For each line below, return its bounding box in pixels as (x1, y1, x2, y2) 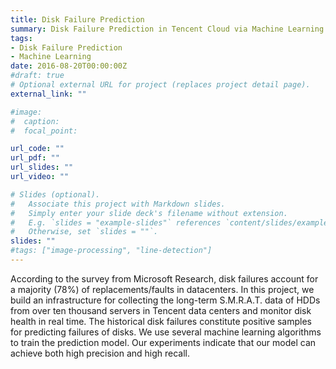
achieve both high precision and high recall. (10, 347, 191, 359)
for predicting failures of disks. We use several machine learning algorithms (10, 326, 322, 338)
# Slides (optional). (10, 189, 101, 200)
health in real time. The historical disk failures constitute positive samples (10, 315, 313, 327)
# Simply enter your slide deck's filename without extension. (10, 208, 288, 218)
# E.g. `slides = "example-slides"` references (10, 217, 222, 228)
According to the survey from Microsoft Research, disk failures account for (10, 272, 319, 285)
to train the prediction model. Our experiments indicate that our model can (10, 336, 317, 348)
